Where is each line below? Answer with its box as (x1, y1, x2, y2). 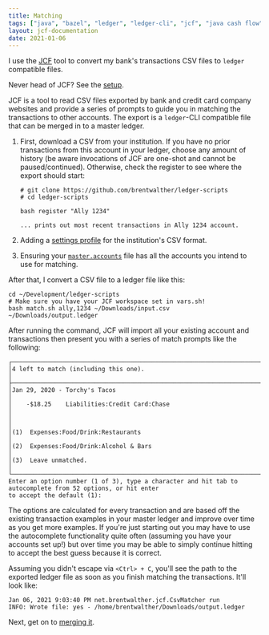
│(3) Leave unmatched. (8, 456, 88, 465)
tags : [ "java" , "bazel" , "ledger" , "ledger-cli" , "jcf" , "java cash (8, 19, 242, 27)
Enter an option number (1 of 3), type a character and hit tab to (8, 478, 239, 486)
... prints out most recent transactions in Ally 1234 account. (19, 221, 239, 229)
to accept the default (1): (8, 491, 102, 500)
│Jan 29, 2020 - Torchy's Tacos (8, 386, 116, 394)
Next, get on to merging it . (8, 617, 94, 627)
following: (8, 342, 41, 353)
